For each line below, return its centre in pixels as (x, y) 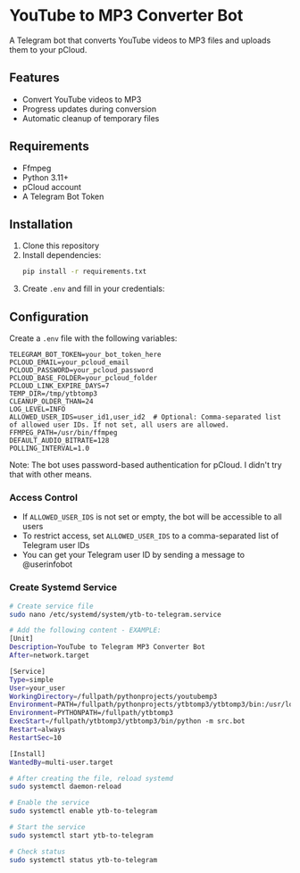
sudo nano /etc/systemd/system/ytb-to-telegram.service (115, 614)
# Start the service (48, 827)
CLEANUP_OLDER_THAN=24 (51, 402)
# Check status (37, 852)
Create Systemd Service (63, 587)
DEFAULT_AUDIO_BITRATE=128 (59, 441)
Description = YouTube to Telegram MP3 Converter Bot (107, 647)
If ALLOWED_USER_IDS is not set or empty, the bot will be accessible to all (152, 517)
